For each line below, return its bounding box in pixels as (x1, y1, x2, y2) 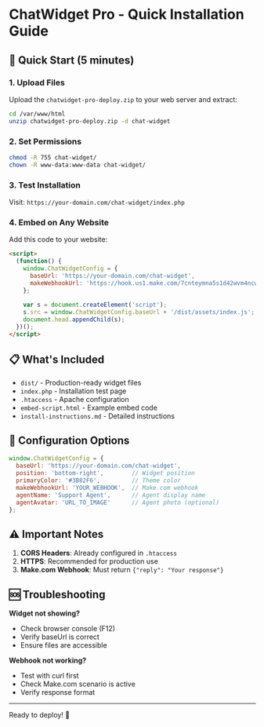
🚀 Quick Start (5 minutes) (9, 53, 135, 67)
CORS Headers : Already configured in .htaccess (20, 548, 177, 558)
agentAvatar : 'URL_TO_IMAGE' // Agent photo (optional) (16, 499, 220, 506)
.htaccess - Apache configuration (20, 394, 130, 404)
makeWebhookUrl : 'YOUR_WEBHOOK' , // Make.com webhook (16, 484, 199, 491)
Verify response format (20, 688, 96, 697)
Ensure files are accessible (20, 641, 108, 650)
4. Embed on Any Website (9, 217, 109, 228)
